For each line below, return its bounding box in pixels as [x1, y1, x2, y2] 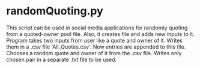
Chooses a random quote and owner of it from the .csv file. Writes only [6, 49, 182, 56]
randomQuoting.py [6, 4, 103, 18]
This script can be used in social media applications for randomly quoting [6, 24, 188, 31]
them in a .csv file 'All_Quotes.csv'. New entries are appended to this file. [6, 43, 186, 50]
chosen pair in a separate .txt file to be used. [6, 56, 117, 63]
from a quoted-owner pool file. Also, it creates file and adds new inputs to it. [6, 30, 195, 37]
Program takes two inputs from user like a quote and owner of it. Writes [6, 37, 183, 44]
